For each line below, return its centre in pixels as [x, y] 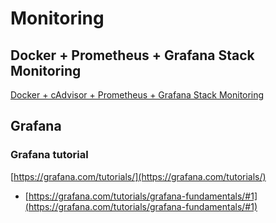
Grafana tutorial [49, 155]
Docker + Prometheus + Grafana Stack [132, 55]
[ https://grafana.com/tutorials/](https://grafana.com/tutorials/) [138, 176]
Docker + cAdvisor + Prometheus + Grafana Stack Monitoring [137, 95]
